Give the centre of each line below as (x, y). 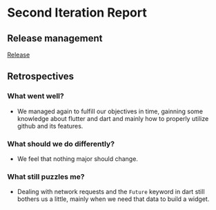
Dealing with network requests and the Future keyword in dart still (111, 192)
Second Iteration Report (77, 13)
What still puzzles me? (46, 176)
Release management (55, 38)
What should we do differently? (61, 144)
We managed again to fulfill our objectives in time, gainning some (110, 111)
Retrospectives (41, 76)
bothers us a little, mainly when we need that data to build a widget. (113, 199)
